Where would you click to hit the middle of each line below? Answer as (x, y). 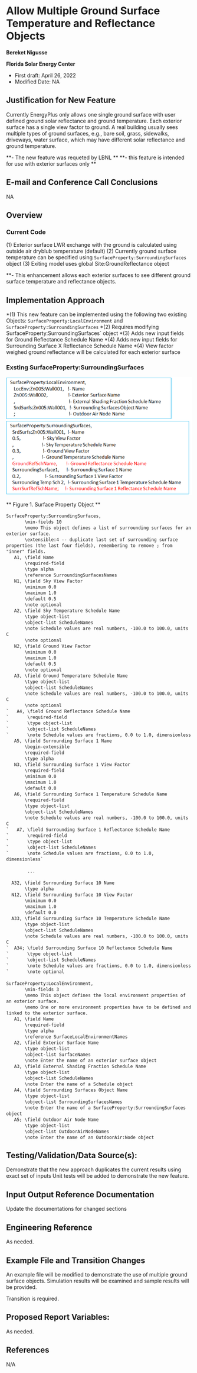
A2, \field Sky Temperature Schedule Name (67, 611)
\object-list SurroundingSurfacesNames (73, 1102)
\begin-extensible (47, 747)
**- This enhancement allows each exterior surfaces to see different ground (98, 275)
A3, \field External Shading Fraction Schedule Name (80, 1066)
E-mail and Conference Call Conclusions (82, 183)
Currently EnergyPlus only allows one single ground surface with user (91, 114)
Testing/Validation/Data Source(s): (72, 1156)
